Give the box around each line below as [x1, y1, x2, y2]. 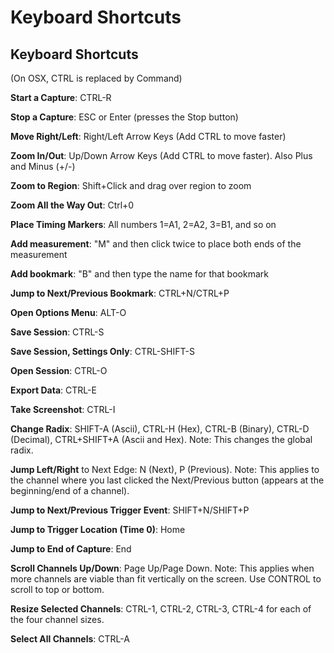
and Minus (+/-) [10, 161, 76, 172]
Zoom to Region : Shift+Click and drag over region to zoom [10, 180, 252, 191]
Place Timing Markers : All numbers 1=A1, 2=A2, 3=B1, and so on [10, 219, 277, 230]
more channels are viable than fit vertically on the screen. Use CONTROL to [10, 573, 322, 585]
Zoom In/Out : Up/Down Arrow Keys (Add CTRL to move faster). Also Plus [10, 150, 313, 161]
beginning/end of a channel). [10, 485, 130, 496]
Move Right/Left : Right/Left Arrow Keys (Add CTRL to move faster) [10, 131, 287, 142]
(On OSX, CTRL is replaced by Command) [10, 72, 183, 84]
